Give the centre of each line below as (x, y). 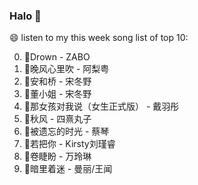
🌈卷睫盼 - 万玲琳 (57, 156)
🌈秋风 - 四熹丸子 (57, 119)
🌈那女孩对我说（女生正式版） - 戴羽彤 (101, 106)
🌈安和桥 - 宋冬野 (57, 81)
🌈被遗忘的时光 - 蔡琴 (66, 131)
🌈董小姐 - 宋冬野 (57, 94)
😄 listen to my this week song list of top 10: (99, 38)
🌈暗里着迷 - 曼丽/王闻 (68, 169)
